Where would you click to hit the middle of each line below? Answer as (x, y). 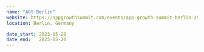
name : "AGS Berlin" (31, 12)
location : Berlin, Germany (40, 23)
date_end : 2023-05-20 (36, 40)
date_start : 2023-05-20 (36, 34)
